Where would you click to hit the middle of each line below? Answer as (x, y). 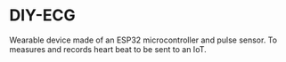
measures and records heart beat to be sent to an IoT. (108, 49)
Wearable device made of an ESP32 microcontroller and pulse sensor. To (143, 40)
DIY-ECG (42, 15)
